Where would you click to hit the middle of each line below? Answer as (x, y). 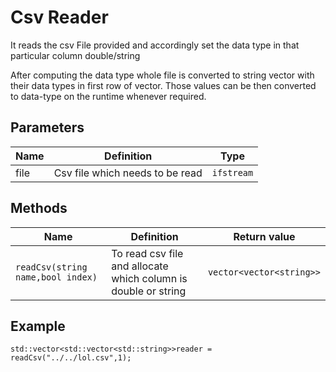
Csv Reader (59, 17)
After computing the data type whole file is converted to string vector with (162, 75)
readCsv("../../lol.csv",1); (71, 358)
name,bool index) (56, 277)
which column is (149, 278)
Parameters (47, 127)
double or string (149, 291)
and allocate (140, 266)
